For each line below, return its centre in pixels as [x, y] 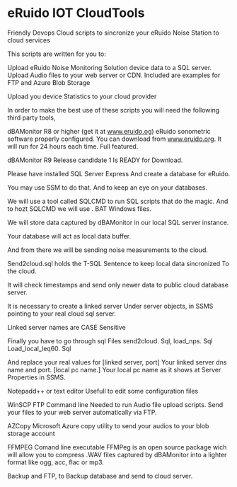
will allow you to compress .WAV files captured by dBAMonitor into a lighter [117, 454]
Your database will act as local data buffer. [69, 236]
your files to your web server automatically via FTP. [82, 412]
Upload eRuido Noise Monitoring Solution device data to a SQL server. [110, 67]
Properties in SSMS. [36, 377]
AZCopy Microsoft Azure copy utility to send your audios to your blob [108, 425]
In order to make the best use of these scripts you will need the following [114, 110]
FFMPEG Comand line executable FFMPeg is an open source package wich [117, 447]
